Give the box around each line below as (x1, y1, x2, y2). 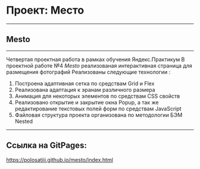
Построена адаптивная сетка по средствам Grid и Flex (14, 79, 155, 87)
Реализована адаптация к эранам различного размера (14, 86, 156, 93)
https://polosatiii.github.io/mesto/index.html (6, 156, 113, 163)
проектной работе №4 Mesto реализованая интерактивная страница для (6, 62, 192, 69)
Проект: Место (6, 4, 85, 17)
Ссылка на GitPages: (6, 141, 87, 151)
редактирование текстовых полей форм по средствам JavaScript (14, 105, 182, 112)
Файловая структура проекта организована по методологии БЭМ (14, 111, 183, 119)
